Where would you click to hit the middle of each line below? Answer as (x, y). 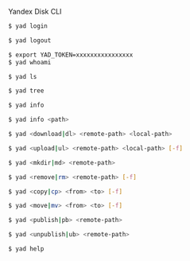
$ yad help (26, 249)
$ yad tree (26, 91)
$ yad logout (30, 40)
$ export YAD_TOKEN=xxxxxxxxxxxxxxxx (71, 55)
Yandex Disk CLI (35, 12)
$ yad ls (23, 76)
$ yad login (28, 26)
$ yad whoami (30, 62)
